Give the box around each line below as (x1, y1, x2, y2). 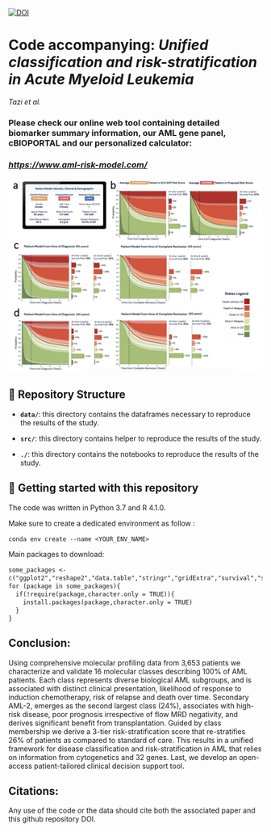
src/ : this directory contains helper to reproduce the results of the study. (19, 433, 262, 443)
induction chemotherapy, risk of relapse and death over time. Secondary (8, 692, 249, 702)
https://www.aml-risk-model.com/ (8, 158, 148, 170)
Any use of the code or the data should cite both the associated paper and (8, 805, 256, 816)
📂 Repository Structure (8, 388, 126, 402)
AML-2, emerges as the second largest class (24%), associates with (8, 700, 236, 711)
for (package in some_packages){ (8, 582, 121, 590)
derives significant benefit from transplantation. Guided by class (8, 718, 222, 728)
